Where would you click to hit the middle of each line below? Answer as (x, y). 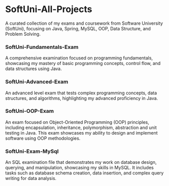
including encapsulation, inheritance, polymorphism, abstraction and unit (81, 128)
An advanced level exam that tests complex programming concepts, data (81, 93)
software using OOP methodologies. (43, 138)
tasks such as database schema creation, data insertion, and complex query (84, 173)
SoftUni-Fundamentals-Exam (42, 47)
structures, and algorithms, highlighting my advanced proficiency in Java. (81, 98)
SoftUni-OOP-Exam (30, 111)
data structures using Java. (34, 69)
